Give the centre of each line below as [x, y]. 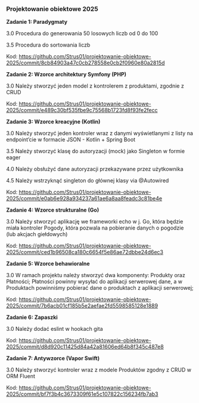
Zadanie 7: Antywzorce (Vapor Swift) [53, 358]
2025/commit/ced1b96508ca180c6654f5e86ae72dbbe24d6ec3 [85, 252]
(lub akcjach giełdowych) [37, 234]
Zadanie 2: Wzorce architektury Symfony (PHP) [66, 75]
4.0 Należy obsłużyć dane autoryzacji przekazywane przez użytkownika [95, 169]
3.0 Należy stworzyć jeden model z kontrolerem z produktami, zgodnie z [95, 86]
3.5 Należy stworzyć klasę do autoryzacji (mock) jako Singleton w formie [96, 151]
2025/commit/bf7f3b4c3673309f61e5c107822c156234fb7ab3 [82, 394]
